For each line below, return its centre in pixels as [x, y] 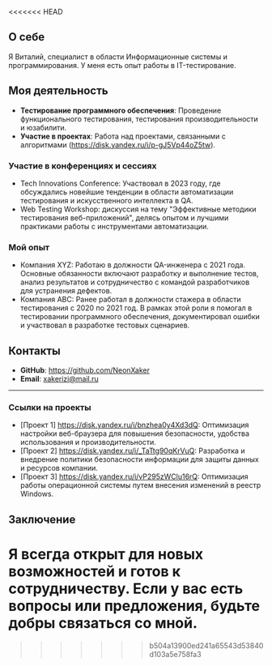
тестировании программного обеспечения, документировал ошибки [140, 317]
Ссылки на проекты [50, 407]
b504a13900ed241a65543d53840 [206, 645]
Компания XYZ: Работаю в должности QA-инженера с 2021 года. [132, 265]
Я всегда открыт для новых [106, 554]
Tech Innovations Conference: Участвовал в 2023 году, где [120, 183]
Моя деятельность [58, 91]
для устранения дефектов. [66, 291]
